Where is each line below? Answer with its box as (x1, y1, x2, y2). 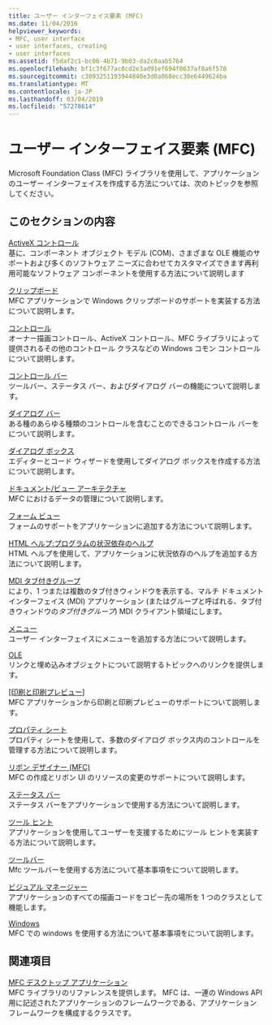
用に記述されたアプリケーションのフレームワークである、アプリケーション (8, 997, 257, 1007)
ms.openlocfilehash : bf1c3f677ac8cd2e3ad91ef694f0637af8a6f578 (8, 65, 227, 73)
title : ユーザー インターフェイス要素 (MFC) (8, 11, 144, 20)
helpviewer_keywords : (8, 27, 82, 35)
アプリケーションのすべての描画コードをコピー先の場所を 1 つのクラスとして (8, 892, 264, 902)
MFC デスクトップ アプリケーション (8, 977, 128, 987)
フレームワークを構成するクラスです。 (8, 1008, 136, 1018)
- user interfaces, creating (8, 42, 107, 50)
